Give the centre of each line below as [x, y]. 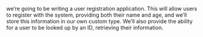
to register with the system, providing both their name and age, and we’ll [97, 15]
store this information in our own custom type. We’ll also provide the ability [99, 21]
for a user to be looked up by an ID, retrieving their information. [85, 27]
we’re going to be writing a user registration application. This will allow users [102, 9]
